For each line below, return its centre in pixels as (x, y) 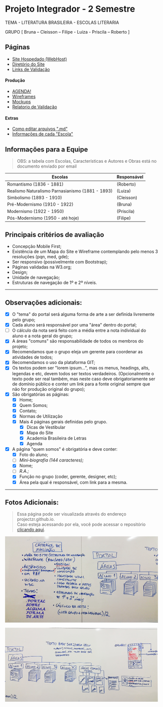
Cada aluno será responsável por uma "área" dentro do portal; (74, 325)
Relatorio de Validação (34, 107)
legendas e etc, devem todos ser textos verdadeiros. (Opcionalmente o (83, 373)
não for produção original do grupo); (49, 389)
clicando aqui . (31, 530)
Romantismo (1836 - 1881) (35, 184)
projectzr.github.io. (36, 519)
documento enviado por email (47, 166)
